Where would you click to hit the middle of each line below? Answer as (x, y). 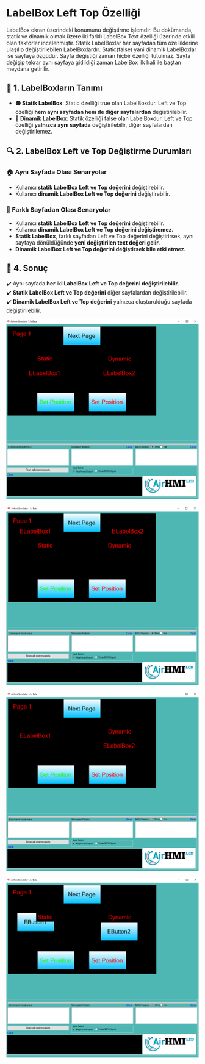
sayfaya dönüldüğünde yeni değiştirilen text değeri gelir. (88, 242)
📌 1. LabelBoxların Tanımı (54, 88)
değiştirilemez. (34, 131)
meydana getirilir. (28, 69)
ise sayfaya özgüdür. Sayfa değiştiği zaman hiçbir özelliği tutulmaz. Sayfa (99, 55)
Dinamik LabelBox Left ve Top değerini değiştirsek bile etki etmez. (100, 249)
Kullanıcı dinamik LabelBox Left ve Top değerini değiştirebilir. (93, 194)
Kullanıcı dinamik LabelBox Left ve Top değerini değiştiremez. (94, 229)
